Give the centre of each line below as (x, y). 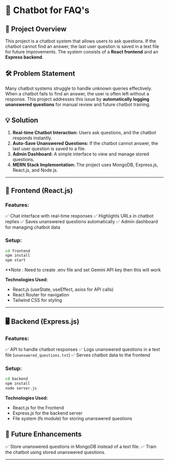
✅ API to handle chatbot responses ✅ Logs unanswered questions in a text (82, 349)
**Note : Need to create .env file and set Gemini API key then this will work (83, 270)
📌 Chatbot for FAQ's (47, 10)
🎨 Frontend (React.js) (39, 191)
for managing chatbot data (33, 227)
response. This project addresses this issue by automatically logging (77, 99)
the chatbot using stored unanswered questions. (55, 452)
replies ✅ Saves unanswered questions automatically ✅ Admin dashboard (82, 222)
